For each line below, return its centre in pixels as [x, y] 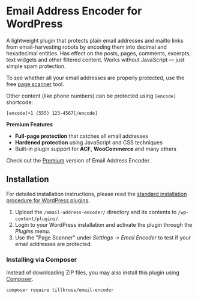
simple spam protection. [36, 66]
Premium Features [29, 124]
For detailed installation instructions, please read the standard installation [97, 194]
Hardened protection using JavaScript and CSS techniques [89, 142]
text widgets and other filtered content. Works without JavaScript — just [95, 60]
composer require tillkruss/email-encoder [60, 290]
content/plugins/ [37, 219]
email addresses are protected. [53, 244]
